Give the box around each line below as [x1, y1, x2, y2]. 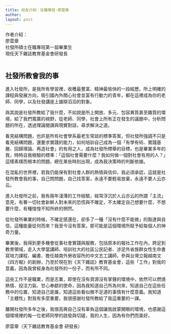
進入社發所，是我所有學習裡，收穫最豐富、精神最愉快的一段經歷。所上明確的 [5, 86, 166, 92]
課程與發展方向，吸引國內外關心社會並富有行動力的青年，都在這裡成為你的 [5, 92, 161, 98]
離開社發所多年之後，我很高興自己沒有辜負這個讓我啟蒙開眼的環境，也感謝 [5, 306, 161, 312]
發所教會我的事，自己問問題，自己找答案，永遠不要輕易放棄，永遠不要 [5, 176, 153, 182]
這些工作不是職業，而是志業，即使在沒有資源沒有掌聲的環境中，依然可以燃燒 [5, 276, 166, 283]
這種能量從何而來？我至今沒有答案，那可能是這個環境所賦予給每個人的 [14, 222, 161, 229]
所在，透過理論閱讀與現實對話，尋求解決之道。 [14, 122, 112, 128]
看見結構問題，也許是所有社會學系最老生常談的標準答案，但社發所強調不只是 [5, 133, 166, 139]
